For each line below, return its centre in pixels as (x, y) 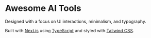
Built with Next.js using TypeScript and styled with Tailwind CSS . (70, 30)
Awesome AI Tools (43, 8)
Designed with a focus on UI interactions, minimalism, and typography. (76, 21)
